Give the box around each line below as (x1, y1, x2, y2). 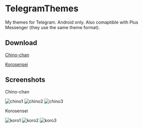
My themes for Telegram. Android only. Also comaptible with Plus (5, 19, 139, 25)
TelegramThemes (5, 3, 79, 14)
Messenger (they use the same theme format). (5, 24, 100, 30)
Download (5, 39, 37, 47)
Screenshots (5, 76, 46, 84)
